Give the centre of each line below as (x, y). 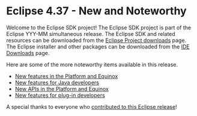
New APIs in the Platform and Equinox (62, 88)
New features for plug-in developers (60, 95)
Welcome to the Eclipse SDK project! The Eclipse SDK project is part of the (98, 28)
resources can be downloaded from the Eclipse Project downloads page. (96, 40)
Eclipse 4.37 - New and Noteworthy (97, 11)
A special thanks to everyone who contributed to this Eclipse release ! (92, 106)
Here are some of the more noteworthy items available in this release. (92, 65)
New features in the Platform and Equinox (66, 76)
